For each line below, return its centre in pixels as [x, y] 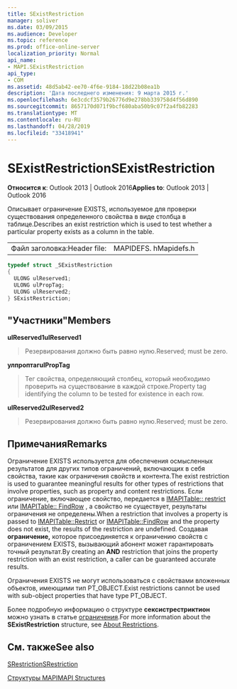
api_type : [22, 73]
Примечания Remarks [57, 444]
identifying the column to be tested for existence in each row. [114, 394]
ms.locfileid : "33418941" [45, 133]
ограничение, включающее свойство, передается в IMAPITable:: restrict [116, 499]
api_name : [22, 60]
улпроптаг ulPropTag [39, 365]
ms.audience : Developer [43, 34]
